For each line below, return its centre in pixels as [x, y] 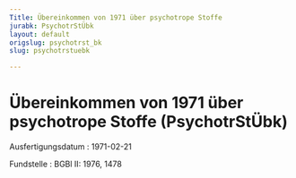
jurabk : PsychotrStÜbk [52, 26]
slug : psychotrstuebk [50, 51]
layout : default [39, 34]
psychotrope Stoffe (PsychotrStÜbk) [149, 122]
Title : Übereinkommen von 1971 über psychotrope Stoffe [116, 17]
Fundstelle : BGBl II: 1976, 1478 [66, 164]
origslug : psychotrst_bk [56, 42]
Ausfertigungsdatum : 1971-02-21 [71, 147]
